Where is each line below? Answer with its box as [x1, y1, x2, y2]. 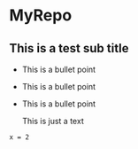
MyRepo [9, 5, 73, 26]
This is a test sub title [9, 41, 129, 56]
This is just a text [21, 116, 84, 126]
